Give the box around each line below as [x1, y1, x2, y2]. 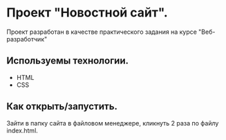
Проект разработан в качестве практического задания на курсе [6, 28, 198, 36]
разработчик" [6, 34, 48, 43]
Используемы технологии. [6, 55, 129, 67]
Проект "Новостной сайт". [6, 5, 169, 21]
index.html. [6, 126, 39, 134]
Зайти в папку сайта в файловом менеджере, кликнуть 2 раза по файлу [6, 119, 219, 127]
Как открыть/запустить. [6, 101, 118, 112]
